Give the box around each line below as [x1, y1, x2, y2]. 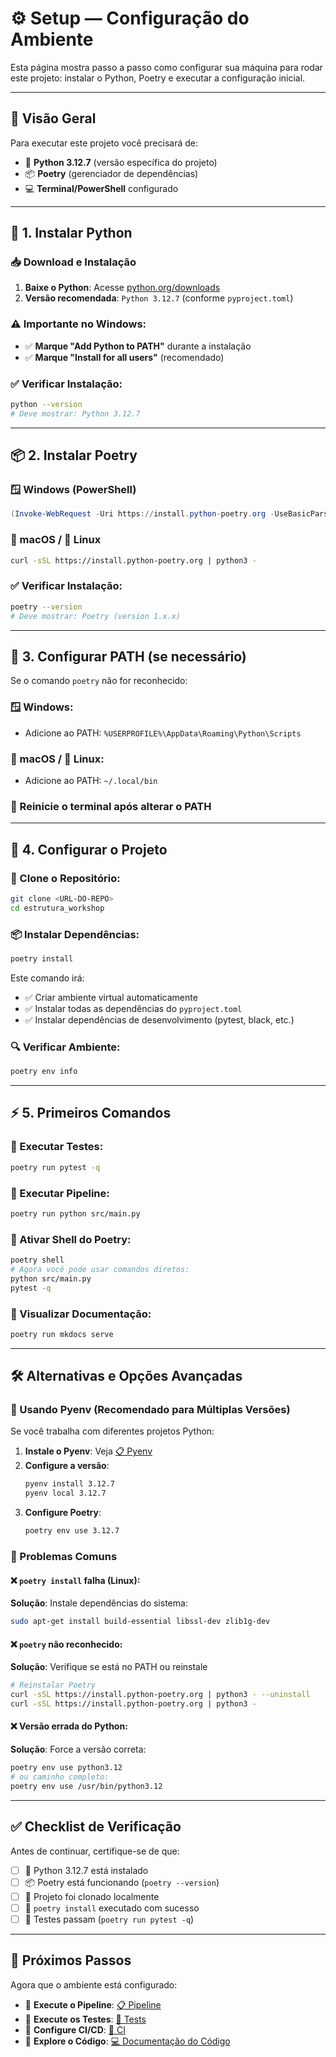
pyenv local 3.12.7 [24, 1488, 107, 1499]
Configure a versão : [24, 1460, 110, 1472]
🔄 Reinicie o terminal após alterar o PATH [10, 799, 212, 813]
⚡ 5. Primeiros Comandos [10, 1105, 172, 1122]
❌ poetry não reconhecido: [10, 1638, 123, 1650]
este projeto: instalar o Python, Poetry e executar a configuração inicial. [10, 72, 306, 84]
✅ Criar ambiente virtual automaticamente [24, 991, 198, 1003]
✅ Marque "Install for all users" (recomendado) [24, 351, 225, 363]
